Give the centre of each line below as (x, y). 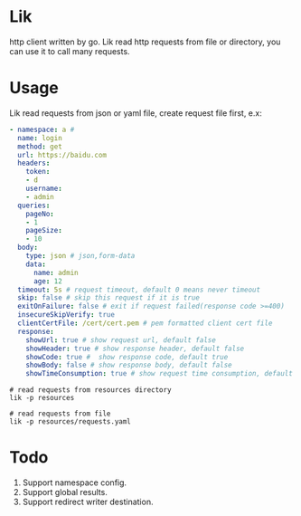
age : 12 (48, 281)
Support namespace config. (75, 483)
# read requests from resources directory (90, 390)
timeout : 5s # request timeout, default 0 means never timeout (139, 290)
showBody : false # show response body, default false (129, 365)
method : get (40, 147)
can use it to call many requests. (70, 51)
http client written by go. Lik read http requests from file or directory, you (145, 42)
